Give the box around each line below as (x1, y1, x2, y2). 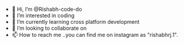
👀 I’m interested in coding (11, 12, 75, 19)
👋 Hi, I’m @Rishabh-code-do (11, 6, 82, 12)
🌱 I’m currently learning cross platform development (11, 18, 140, 25)
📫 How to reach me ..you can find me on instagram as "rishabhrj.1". (11, 32, 179, 38)
